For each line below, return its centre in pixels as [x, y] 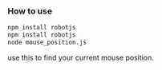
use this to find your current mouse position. [81, 57]
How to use [30, 11]
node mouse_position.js [47, 43]
